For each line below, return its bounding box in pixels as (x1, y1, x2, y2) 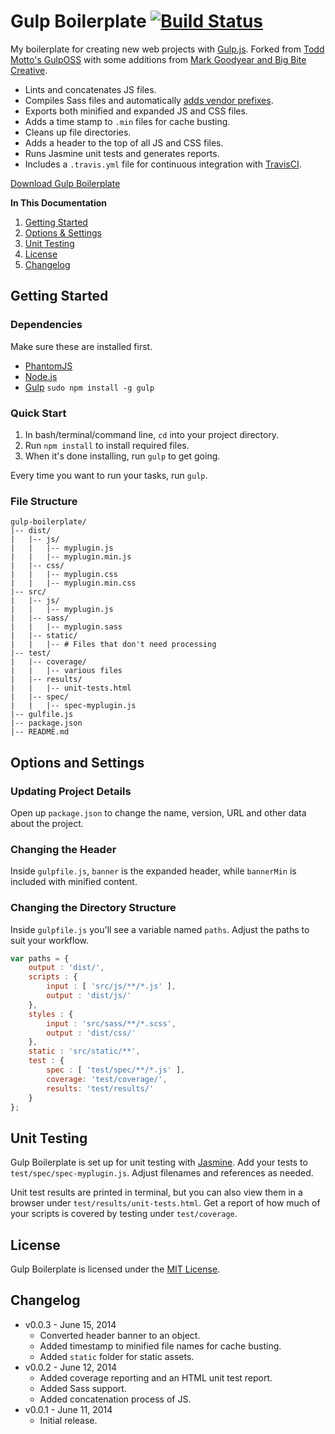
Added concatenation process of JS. (39, 1393, 192, 1405)
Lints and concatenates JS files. (24, 83, 157, 95)
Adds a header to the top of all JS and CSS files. (24, 136, 224, 149)
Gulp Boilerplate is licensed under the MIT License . (10, 1263, 221, 1275)
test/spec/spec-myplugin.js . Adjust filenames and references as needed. (10, 1167, 314, 1179)
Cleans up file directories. (24, 126, 132, 138)
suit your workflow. (10, 934, 89, 946)
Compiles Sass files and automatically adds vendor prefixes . (24, 94, 274, 106)
